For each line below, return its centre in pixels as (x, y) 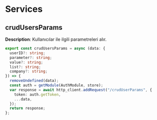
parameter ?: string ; (31, 58)
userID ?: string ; (28, 53)
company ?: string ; (29, 71)
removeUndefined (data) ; (34, 81)
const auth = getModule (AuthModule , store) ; (56, 85)
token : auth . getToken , (38, 94)
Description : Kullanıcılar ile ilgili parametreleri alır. (56, 39)
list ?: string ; (25, 67)
